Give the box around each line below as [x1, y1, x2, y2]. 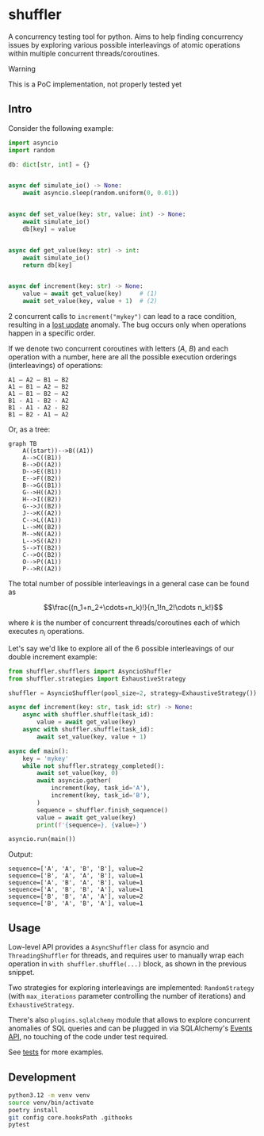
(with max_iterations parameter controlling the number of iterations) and [8, 992, 246, 1001]
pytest [8, 1121, 30, 1129]
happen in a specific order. [8, 328, 96, 338]
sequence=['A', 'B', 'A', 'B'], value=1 [8, 879, 144, 887]
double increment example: [8, 652, 98, 662]
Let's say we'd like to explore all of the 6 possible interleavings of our [8, 643, 235, 653]
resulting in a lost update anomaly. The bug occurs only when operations [8, 320, 247, 329]
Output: [8, 850, 33, 859]
